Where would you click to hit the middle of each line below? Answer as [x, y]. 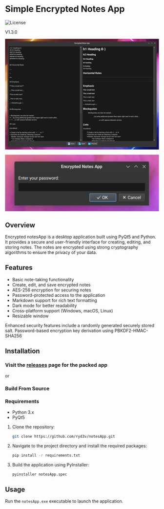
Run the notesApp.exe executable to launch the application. [64, 501]
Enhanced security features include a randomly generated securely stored [80, 325]
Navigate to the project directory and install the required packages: [80, 445]
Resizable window [30, 316]
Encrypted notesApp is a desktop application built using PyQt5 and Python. [81, 237]
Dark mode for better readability [44, 305]
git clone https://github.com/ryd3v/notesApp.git [64, 436]
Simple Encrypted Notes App [65, 9]
